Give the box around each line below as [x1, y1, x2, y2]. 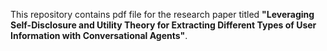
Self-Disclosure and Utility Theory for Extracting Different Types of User [10, 19, 317, 31]
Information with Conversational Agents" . [10, 30, 188, 41]
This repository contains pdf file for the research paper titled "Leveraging [10, 9, 315, 20]
